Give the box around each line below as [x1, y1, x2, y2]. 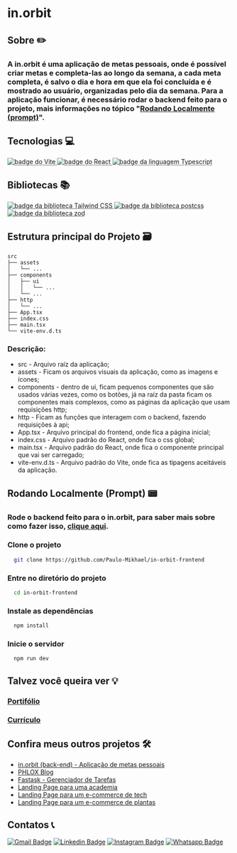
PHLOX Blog [17, 768, 54, 776]
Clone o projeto [7, 540, 62, 550]
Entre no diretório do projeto [7, 573, 106, 583]
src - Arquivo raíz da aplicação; [17, 360, 110, 369]
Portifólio [7, 696, 40, 706]
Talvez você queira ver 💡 [7, 675, 118, 687]
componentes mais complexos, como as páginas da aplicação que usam [17, 398, 231, 407]
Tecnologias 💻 [7, 135, 75, 147]
